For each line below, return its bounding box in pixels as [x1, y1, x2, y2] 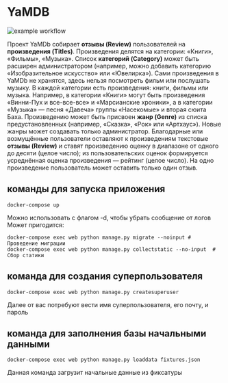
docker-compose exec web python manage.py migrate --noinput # [7, 234, 192, 241]
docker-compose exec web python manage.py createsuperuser [7, 289, 179, 295]
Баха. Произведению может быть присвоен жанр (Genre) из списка [7, 112, 207, 120]
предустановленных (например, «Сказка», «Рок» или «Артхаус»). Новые [7, 120, 222, 128]
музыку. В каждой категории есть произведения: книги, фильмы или [7, 83, 209, 92]
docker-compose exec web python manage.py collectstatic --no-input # [7, 246, 216, 253]
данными [7, 338, 50, 349]
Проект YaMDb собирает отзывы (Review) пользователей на [7, 40, 186, 48]
